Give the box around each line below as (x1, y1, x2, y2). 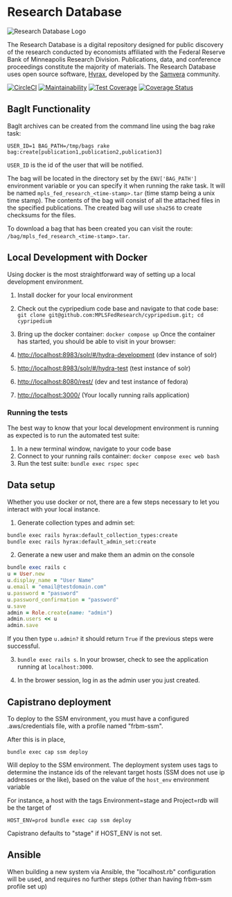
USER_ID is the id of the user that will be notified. (7, 161, 144, 169)
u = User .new (7, 570, 45, 578)
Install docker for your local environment (17, 291, 133, 299)
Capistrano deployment (7, 696, 111, 708)
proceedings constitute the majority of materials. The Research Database (7, 62, 216, 71)
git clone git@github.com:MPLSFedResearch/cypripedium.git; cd (17, 311, 204, 318)
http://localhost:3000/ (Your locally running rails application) (17, 390, 190, 399)
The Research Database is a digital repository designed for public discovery (7, 40, 224, 48)
